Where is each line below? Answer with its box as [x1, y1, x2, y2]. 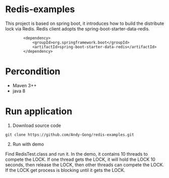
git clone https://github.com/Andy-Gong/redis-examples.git [5, 132, 135, 137]
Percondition [5, 66, 61, 77]
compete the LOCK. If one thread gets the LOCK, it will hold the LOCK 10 [5, 156, 155, 162]
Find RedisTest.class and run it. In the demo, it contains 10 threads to [5, 151, 148, 157]
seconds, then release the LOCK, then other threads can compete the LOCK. [5, 161, 164, 168]
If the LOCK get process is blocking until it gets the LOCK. [5, 167, 125, 173]
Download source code [12, 122, 62, 128]
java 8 [12, 88, 26, 94]
